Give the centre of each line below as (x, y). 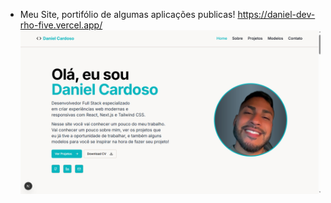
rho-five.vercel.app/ (61, 25)
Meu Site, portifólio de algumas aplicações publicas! (127, 14)
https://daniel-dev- (276, 14)
